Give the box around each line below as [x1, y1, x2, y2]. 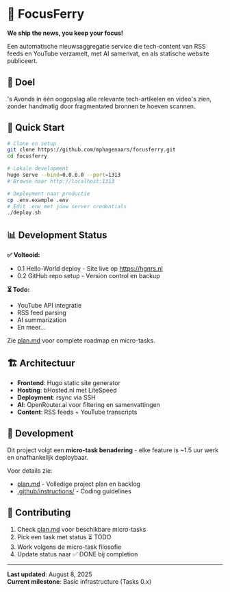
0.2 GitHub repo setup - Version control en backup [16, 272, 161, 280]
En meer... [16, 323, 46, 332]
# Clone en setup [7, 140, 57, 147]
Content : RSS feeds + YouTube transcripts [16, 408, 138, 416]
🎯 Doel [7, 77, 36, 88]
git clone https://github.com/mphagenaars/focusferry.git [7, 147, 176, 153]
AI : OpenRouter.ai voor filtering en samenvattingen [16, 400, 161, 408]
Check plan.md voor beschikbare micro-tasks [16, 525, 146, 533]
